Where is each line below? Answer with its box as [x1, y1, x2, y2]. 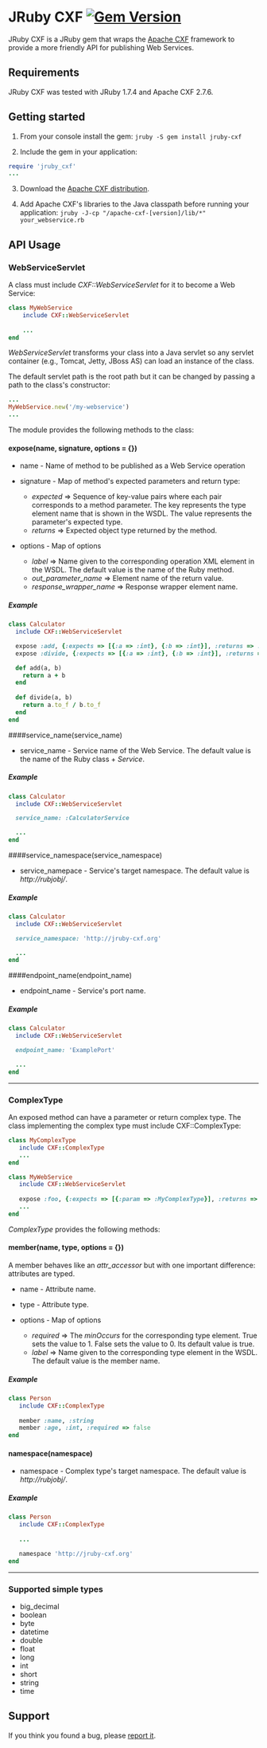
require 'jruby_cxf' [8, 162, 77, 171]
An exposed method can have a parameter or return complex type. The [8, 1113, 242, 1121]
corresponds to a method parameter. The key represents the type [31, 501, 246, 510]
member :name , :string [18, 1416, 94, 1424]
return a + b [22, 671, 66, 679]
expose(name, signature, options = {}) [8, 443, 137, 453]
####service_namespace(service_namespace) [8, 850, 163, 860]
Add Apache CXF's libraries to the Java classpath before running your [19, 199, 250, 209]
